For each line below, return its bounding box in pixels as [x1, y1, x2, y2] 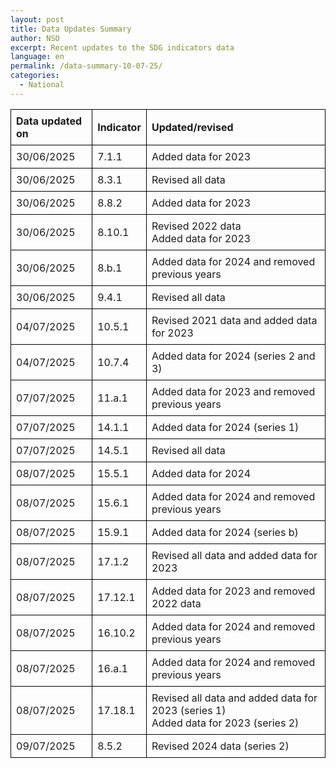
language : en [10, 52, 65, 62]
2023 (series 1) [151, 703, 227, 717]
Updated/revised [151, 120, 234, 134]
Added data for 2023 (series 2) [151, 716, 300, 730]
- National [19, 80, 65, 90]
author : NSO [10, 33, 60, 43]
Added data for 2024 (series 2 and [151, 349, 316, 363]
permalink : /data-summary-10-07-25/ [10, 61, 163, 71]
